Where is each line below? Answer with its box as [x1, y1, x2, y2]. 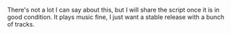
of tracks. [7, 20, 35, 28]
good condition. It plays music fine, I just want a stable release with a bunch [7, 13, 225, 21]
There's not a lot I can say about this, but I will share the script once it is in [7, 6, 220, 14]
